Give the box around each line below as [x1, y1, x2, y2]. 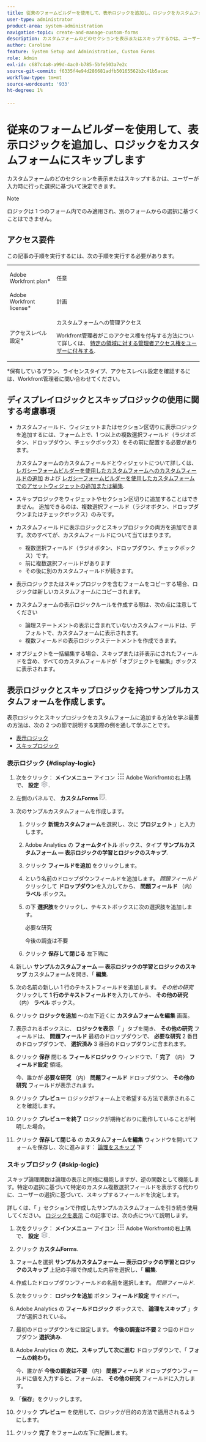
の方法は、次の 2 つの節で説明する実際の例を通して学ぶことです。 [7, 721, 174, 729]
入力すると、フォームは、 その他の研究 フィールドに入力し [42, 1375, 190, 1382]
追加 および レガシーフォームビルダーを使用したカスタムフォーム [32, 475, 195, 482]
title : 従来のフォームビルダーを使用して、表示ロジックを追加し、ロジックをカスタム [7, 10, 194, 16]
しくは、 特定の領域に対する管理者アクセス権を [67, 340, 186, 347]
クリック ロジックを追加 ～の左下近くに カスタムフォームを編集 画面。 [15, 1012, 193, 1020]
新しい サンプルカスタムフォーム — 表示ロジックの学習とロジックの [15, 963, 186, 971]
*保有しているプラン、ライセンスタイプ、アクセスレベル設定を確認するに [7, 367, 191, 375]
